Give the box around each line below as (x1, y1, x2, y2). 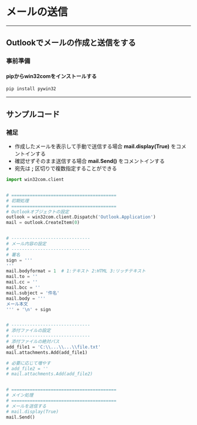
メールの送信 (6, 5, 69, 19)
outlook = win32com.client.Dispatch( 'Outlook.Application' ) (6, 214, 157, 220)
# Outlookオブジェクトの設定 (6, 209, 69, 215)
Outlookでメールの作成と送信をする (6, 38, 136, 48)
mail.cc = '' (6, 279, 38, 285)
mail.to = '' (6, 274, 38, 280)
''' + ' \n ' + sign (6, 306, 51, 312)
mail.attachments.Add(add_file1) (6, 349, 88, 356)
